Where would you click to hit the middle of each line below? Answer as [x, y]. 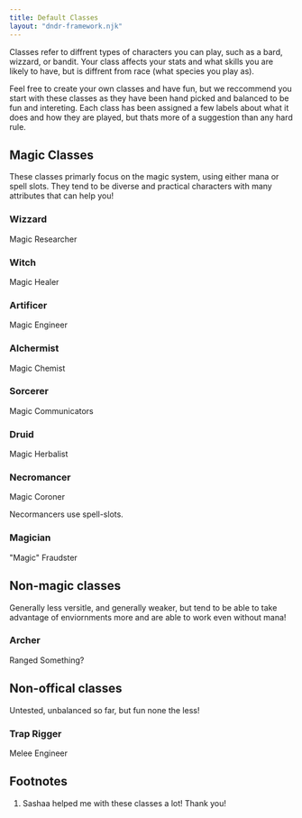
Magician [30, 538]
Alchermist [34, 348]
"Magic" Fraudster [44, 557]
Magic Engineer [38, 325]
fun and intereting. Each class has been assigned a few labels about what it [149, 107]
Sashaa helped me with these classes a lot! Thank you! [124, 803]
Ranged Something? [47, 660]
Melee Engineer [38, 753]
